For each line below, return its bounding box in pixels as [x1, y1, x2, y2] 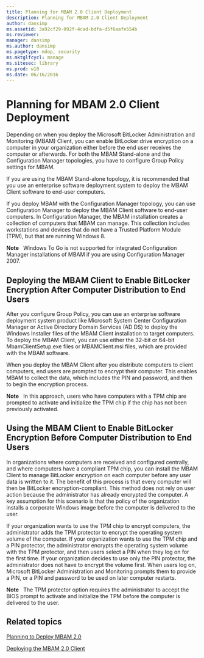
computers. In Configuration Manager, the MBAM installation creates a [6, 213, 183, 221]
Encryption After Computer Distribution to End [6, 285, 186, 295]
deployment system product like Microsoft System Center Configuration [6, 317, 187, 324]
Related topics [6, 616, 62, 627]
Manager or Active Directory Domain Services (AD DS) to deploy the [6, 323, 178, 331]
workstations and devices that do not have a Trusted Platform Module [6, 226, 181, 233]
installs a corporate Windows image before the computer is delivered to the [6, 503, 195, 511]
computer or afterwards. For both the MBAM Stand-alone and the [6, 150, 171, 158]
